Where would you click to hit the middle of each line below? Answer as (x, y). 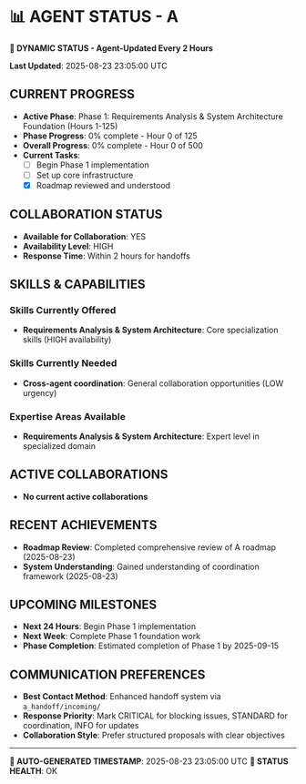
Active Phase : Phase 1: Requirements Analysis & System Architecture (153, 116)
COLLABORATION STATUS (86, 214)
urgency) (40, 392)
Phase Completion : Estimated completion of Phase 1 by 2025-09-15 (151, 646)
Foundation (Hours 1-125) (70, 126)
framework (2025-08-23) (70, 576)
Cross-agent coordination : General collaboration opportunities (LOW (153, 383)
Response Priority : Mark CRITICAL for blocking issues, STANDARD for (155, 716)
